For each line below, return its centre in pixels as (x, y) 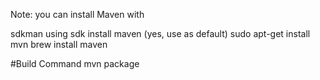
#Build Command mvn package (75, 63)
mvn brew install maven (59, 44)
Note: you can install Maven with (77, 14)
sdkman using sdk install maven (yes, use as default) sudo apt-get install (160, 33)
